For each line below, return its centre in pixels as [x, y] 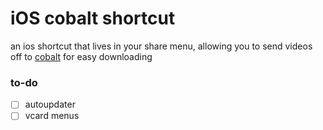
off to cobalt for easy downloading [81, 56]
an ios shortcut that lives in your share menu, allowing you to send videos [161, 46]
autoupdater [50, 104]
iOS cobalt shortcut [93, 18]
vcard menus [52, 116]
